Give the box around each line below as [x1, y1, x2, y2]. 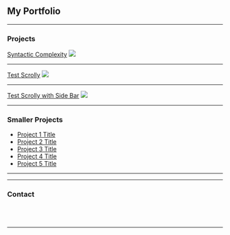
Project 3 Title [16, 145, 57, 153]
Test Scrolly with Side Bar [7, 92, 80, 100]
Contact [7, 190, 35, 199]
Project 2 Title [16, 138, 57, 146]
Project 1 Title [16, 130, 56, 139]
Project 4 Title [16, 152, 57, 160]
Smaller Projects [7, 115, 64, 125]
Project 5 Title [16, 160, 57, 168]
